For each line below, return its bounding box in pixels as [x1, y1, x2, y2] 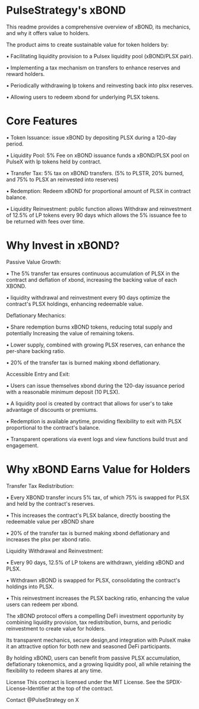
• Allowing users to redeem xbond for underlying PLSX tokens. [6, 93, 160, 100]
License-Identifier [6, 685, 50, 692]
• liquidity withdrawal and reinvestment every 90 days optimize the [6, 294, 170, 301]
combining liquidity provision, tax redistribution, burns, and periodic [6, 619, 172, 626]
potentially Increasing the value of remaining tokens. [6, 329, 135, 336]
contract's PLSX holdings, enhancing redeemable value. [6, 300, 144, 307]
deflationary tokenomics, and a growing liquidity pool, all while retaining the [6, 660, 191, 667]
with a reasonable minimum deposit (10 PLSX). [6, 388, 120, 395]
